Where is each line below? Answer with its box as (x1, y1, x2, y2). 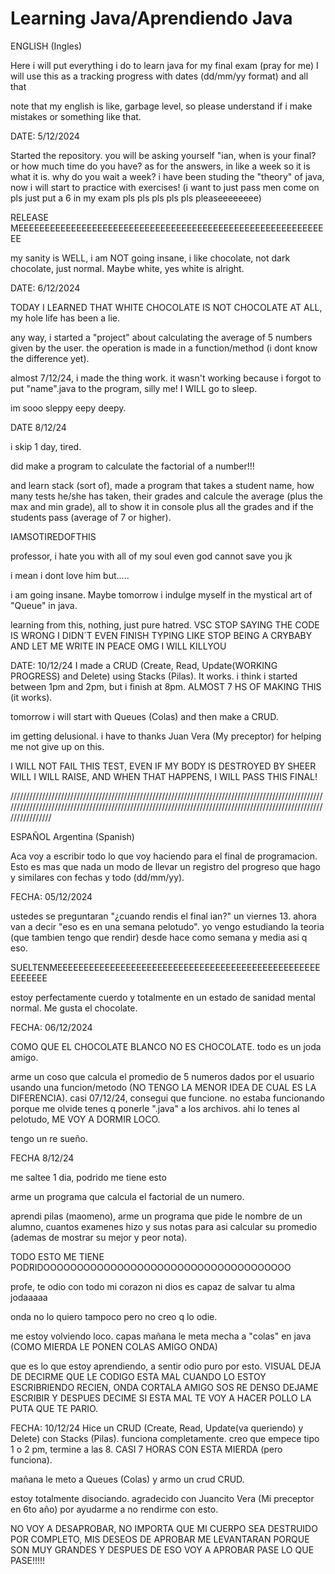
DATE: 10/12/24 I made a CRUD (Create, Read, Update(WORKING (10, 659, 278, 671)
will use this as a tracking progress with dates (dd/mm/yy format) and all (10, 70, 309, 82)
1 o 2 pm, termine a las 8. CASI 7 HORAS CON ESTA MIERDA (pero (10, 1443, 283, 1455)
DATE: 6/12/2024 (10, 282, 81, 294)
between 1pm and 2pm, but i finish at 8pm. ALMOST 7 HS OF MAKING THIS (10, 680, 322, 692)
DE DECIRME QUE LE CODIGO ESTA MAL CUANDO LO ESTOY (10, 1370, 267, 1382)
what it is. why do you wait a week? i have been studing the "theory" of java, (10, 170, 325, 182)
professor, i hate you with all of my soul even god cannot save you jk (10, 550, 293, 562)
